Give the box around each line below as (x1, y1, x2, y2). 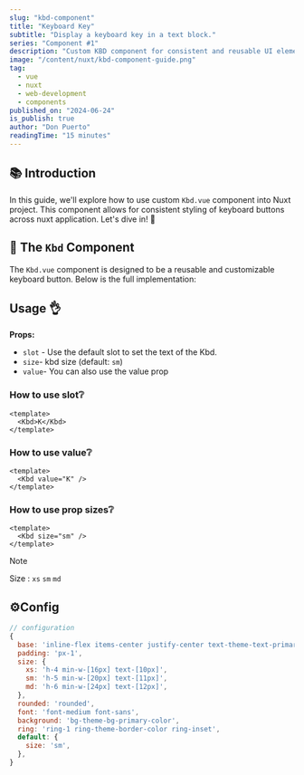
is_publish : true (9, 114, 75, 123)
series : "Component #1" (9, 38, 100, 48)
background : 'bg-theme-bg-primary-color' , (17, 716, 180, 725)
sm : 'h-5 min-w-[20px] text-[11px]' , (25, 674, 168, 684)
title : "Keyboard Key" (9, 22, 95, 31)
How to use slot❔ (9, 388, 84, 401)
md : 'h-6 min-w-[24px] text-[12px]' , (25, 683, 168, 692)
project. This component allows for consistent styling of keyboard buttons (9, 204, 285, 215)
